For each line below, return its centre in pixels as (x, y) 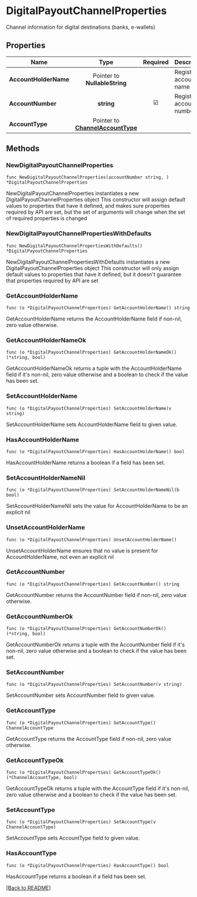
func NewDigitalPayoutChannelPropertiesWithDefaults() (74, 246)
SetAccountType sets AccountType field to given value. (73, 838)
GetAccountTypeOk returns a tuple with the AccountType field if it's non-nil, (98, 788)
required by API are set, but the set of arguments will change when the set (96, 212)
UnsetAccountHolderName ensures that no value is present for (82, 551)
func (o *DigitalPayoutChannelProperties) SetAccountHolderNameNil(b (93, 490)
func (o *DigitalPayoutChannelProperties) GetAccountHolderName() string (98, 308)
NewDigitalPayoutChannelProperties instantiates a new (73, 193)
